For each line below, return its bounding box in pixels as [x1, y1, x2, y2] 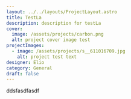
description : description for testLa [6, 20, 101, 26]
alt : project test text [17, 54, 77, 60]
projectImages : [6, 43, 45, 49]
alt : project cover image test [11, 37, 91, 43]
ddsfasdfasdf [6, 87, 40, 94]
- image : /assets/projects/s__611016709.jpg [11, 48, 126, 54]
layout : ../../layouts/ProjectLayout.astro [6, 8, 118, 15]
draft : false [6, 71, 39, 77]
